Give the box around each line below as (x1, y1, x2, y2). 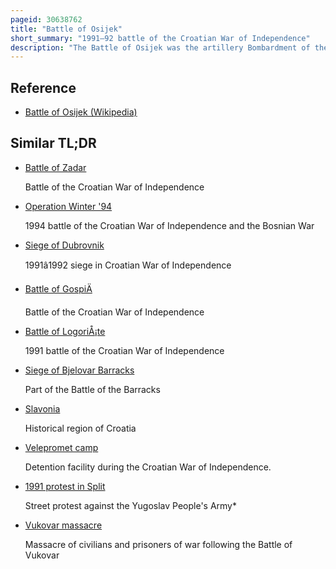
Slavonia (24, 402, 61, 415)
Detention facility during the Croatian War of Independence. (24, 461, 272, 473)
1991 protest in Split (24, 480, 106, 492)
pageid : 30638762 (10, 14, 83, 25)
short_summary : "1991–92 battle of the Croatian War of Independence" (10, 33, 311, 43)
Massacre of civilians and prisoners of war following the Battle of (24, 538, 293, 550)
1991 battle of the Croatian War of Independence (24, 344, 225, 356)
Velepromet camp (24, 441, 99, 453)
